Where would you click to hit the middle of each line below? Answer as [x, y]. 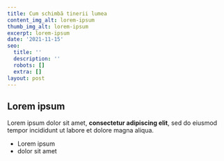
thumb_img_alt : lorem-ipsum [48, 26]
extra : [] [27, 71]
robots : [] [29, 65]
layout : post [26, 78]
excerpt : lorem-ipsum [39, 33]
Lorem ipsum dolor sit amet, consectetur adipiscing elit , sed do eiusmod [112, 123]
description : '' [37, 59]
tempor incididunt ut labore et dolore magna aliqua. [81, 130]
